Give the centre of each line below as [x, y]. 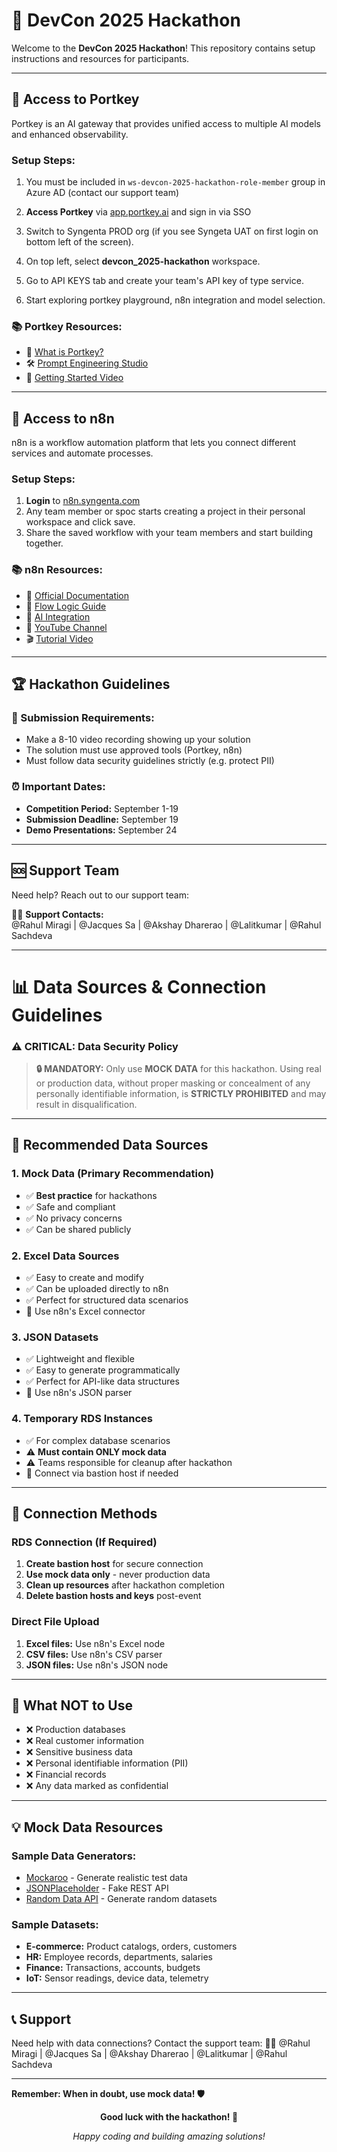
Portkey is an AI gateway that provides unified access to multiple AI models [166, 123]
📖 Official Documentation [77, 595]
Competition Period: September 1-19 [102, 808]
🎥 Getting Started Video [74, 378]
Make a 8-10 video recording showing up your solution [138, 740]
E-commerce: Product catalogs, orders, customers [131, 1946]
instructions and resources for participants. [100, 58]
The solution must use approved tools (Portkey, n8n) [134, 750]
